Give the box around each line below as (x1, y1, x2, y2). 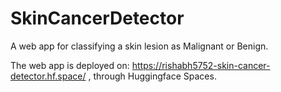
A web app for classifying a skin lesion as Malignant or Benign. (10, 40, 269, 52)
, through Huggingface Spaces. (88, 70, 217, 82)
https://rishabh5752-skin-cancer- (131, 59, 271, 71)
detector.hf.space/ (10, 70, 87, 82)
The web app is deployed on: (10, 59, 130, 71)
